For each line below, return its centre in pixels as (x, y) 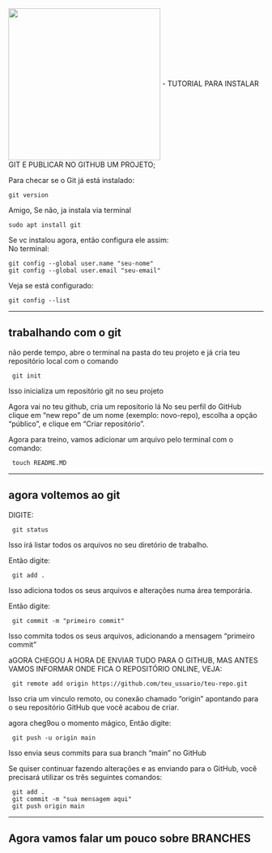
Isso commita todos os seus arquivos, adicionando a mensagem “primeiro (132, 636)
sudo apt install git (45, 225)
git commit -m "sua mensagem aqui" (72, 799)
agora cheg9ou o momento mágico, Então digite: (90, 723)
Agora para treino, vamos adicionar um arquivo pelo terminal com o (121, 439)
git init (27, 376)
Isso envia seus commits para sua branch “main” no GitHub (107, 753)
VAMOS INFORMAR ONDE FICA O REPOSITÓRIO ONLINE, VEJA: (115, 668)
